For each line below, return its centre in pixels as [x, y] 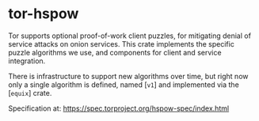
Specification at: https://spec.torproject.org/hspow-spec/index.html [119, 108]
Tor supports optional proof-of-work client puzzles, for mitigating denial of [130, 36]
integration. [27, 61]
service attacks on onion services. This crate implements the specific [122, 43]
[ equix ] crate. [30, 93]
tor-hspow [44, 14]
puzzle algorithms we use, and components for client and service [115, 52]
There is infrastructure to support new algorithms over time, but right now [128, 76]
